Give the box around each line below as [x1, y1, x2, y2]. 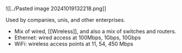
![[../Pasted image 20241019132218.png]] [5, 5, 107, 12]
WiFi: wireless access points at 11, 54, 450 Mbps [14, 41, 134, 47]
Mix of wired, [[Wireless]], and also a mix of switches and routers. [14, 28, 177, 35]
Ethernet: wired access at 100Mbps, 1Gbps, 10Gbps [14, 34, 141, 41]
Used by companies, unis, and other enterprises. [5, 16, 126, 23]
